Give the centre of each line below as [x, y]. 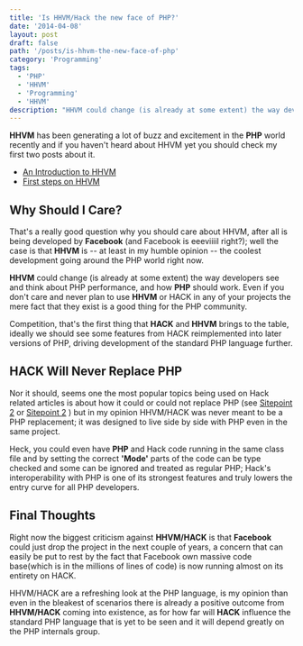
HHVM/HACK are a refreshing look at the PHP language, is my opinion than [149, 593]
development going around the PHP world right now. [107, 260]
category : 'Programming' [56, 59]
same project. [35, 431]
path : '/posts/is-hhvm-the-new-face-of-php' [94, 51]
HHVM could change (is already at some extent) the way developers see [144, 278]
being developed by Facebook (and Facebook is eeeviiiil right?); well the [144, 241]
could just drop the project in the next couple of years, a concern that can [147, 547]
